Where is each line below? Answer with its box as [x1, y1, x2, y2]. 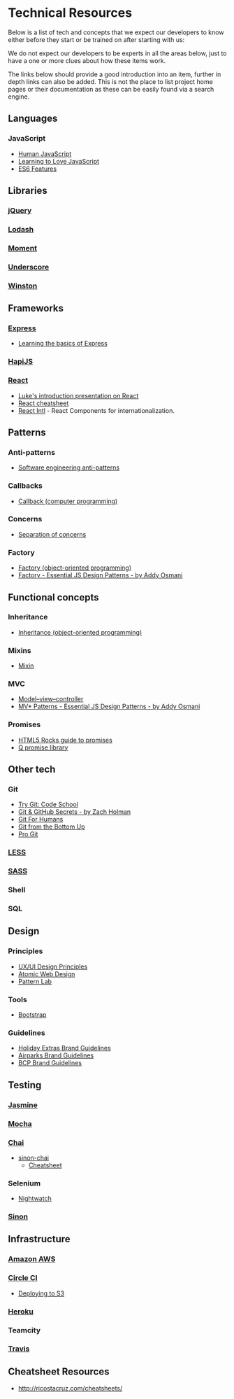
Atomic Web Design [17, 969, 75, 978]
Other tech [8, 764, 56, 775]
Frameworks [8, 302, 64, 314]
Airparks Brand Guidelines [17, 1051, 94, 1060]
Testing [8, 1079, 42, 1091]
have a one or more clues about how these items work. [8, 56, 166, 64]
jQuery [8, 205, 32, 215]
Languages [8, 113, 58, 125]
